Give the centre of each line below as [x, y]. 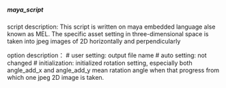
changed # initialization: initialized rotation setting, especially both [100, 63]
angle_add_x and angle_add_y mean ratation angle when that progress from [113, 70]
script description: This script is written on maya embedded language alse [111, 27]
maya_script [25, 10]
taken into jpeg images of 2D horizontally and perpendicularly [94, 41]
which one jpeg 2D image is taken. [56, 77]
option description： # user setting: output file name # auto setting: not [107, 55]
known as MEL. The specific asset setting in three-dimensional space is [108, 33]
